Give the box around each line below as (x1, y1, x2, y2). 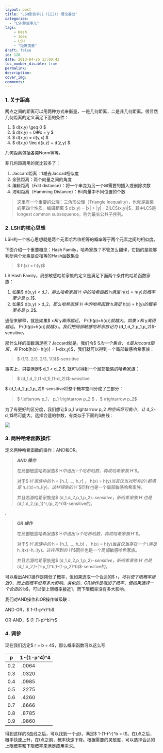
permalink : (5, 66, 27, 71)
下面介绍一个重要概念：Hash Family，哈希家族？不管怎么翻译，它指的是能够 (5, 247, 157, 253)
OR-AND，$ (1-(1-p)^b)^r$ (5, 617, 58, 623)
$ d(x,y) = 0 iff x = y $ (12, 129, 54, 135)
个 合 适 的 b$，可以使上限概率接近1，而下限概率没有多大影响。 (5, 586, 129, 592)
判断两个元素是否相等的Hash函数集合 (5, 253, 79, 259)
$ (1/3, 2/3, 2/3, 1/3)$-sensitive (16, 356, 79, 362)
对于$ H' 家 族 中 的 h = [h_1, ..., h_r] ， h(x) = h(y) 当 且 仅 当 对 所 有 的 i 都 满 (16, 478, 156, 484)
